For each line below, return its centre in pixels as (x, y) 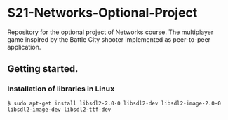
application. (24, 47)
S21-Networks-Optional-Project (102, 13)
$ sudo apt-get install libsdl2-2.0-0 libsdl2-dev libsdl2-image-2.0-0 (114, 103)
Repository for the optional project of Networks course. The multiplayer (110, 32)
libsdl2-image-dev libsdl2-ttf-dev (59, 110)
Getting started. (43, 69)
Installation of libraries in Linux (61, 89)
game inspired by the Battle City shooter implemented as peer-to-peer (109, 39)
